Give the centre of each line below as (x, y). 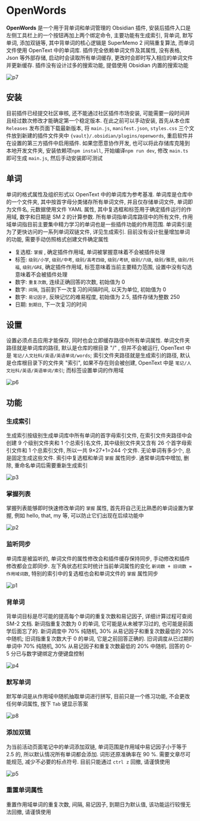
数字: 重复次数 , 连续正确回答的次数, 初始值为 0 (70, 281)
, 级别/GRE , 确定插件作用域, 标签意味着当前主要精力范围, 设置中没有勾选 (106, 266)
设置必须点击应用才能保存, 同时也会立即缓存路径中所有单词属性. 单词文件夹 (98, 340)
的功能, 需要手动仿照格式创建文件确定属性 (57, 239)
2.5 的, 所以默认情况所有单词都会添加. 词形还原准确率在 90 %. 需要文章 (93, 754)
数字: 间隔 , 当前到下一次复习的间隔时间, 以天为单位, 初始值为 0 (90, 289)
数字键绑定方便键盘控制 (56, 653)
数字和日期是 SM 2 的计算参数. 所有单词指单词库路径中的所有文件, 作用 (106, 217)
